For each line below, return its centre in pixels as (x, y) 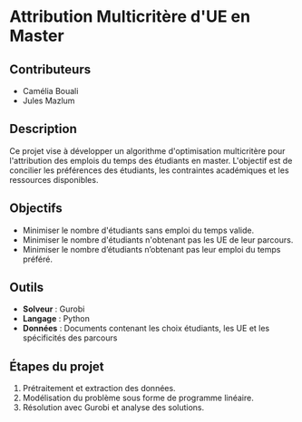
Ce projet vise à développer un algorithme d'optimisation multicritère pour (147, 150)
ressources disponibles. (54, 179)
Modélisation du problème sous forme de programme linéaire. (138, 398)
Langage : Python (56, 319)
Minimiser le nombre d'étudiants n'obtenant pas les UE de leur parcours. (158, 240)
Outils (27, 288)
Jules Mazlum (49, 101)
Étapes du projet (57, 366)
